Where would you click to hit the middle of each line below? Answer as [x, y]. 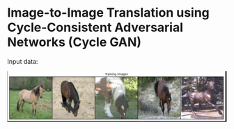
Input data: [23, 61]
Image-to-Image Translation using [109, 13]
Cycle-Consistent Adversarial [95, 27]
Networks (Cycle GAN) [74, 42]
